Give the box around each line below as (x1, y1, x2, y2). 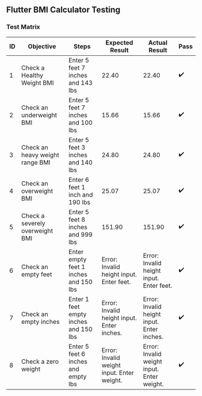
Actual (148, 38, 168, 47)
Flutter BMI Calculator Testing (6, 5, 121, 15)
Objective (28, 42, 57, 50)
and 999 (68, 230, 93, 239)
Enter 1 (68, 294, 89, 303)
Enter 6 (68, 175, 89, 184)
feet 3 (68, 143, 85, 151)
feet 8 (68, 215, 85, 224)
